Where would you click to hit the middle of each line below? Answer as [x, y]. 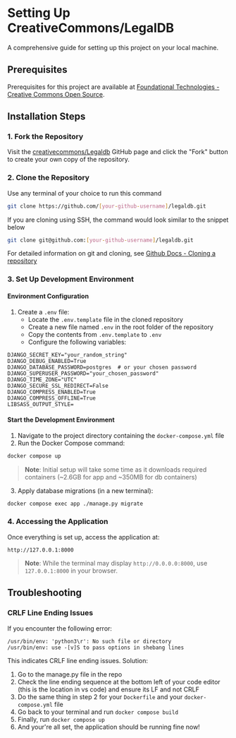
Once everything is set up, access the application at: [83, 537]
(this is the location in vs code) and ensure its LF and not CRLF [108, 689]
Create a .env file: [43, 311]
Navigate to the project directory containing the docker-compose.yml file [121, 435]
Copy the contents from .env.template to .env [95, 334]
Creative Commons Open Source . [56, 94]
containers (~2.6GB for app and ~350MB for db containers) [111, 477]
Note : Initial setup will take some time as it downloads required [116, 469]
